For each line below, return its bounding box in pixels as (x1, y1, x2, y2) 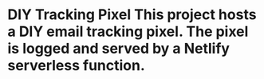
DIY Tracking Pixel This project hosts (7, 6, 257, 24)
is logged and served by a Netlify (7, 40, 231, 57)
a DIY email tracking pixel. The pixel (7, 22, 249, 41)
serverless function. (7, 57, 145, 75)
